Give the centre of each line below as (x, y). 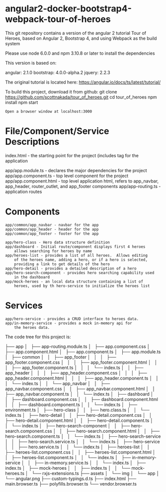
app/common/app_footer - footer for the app (52, 234)
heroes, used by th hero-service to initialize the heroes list (82, 286)
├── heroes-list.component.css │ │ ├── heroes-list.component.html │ (80, 452)
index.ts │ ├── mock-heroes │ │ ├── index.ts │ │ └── (68, 468)
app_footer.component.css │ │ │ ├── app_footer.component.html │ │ (81, 362)
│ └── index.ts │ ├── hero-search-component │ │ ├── (68, 425)
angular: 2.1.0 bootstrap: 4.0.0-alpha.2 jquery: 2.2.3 (58, 72)
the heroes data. (32, 327)
